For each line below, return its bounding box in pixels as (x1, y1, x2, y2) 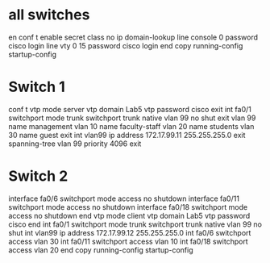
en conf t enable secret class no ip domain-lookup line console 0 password (8, 32, 259, 42)
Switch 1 (8, 78, 66, 96)
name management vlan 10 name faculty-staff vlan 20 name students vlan (8, 121, 255, 131)
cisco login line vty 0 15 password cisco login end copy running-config (8, 40, 243, 50)
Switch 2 (8, 167, 69, 186)
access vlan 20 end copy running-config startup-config (8, 244, 193, 255)
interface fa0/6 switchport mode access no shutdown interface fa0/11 (8, 194, 240, 203)
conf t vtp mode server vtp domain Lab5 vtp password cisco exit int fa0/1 (8, 104, 251, 114)
